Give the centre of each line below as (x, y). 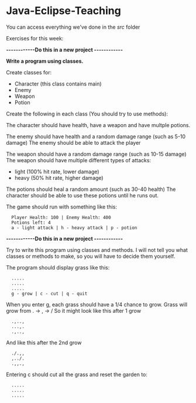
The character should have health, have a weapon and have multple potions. (98, 125)
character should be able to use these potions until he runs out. (82, 195)
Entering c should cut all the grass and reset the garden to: (77, 374)
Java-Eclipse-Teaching (63, 11)
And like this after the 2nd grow (44, 342)
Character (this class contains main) (58, 84)
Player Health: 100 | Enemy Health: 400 (61, 217)
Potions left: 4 (31, 223)
